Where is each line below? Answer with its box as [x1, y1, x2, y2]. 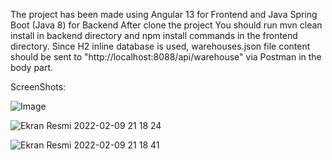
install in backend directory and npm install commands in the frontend [10, 30, 298, 41]
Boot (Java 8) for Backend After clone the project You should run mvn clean [10, 19, 323, 31]
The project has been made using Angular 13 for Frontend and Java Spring [10, 9, 318, 20]
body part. [10, 62, 54, 73]
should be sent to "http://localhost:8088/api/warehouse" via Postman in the [10, 51, 322, 63]
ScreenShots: [10, 81, 67, 93]
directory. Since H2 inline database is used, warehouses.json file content [10, 40, 311, 52]
